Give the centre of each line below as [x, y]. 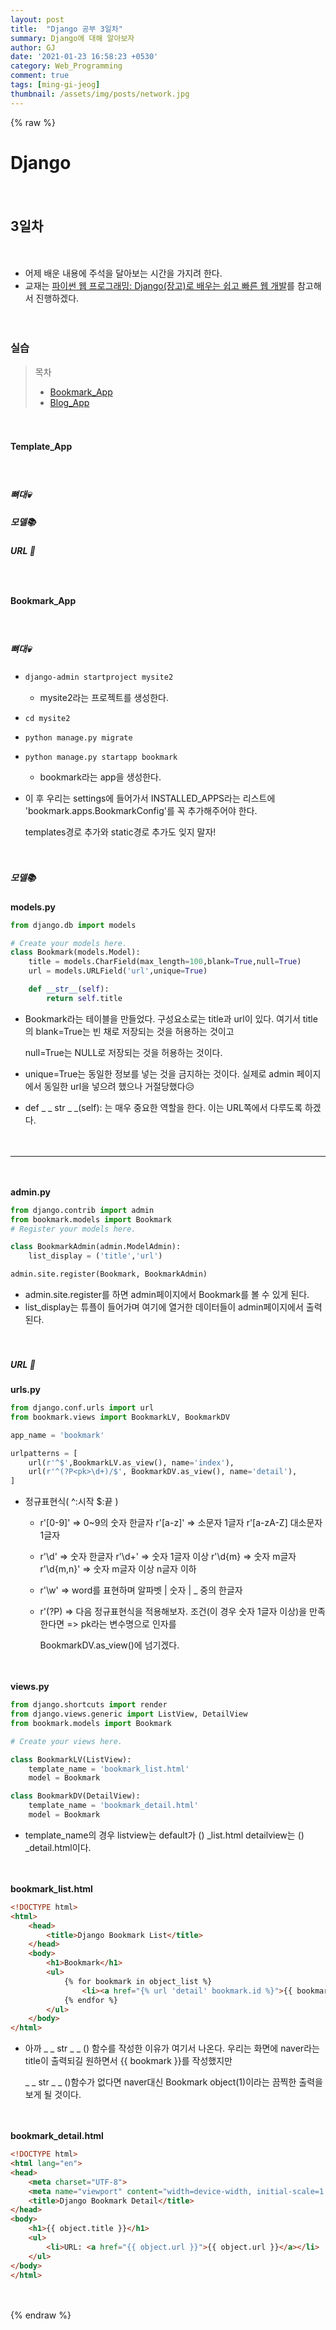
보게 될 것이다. [53, 2095]
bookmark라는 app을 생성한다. [100, 777]
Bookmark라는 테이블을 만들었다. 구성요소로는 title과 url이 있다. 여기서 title [171, 1018]
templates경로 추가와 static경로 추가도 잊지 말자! [120, 832]
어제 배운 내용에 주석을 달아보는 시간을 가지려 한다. [123, 273]
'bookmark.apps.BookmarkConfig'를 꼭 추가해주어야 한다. [141, 810]
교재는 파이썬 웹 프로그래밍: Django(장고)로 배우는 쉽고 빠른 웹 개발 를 [159, 286]
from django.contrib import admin [82, 1210]
